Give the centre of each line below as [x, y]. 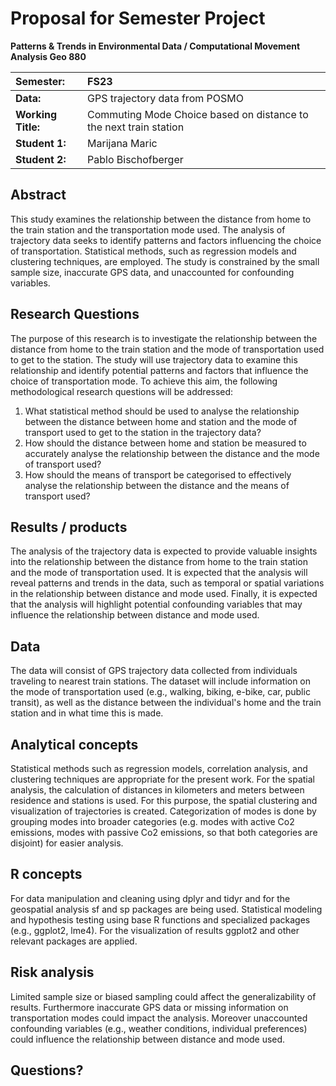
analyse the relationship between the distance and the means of [157, 485]
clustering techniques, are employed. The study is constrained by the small [165, 261]
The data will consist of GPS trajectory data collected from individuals [154, 671]
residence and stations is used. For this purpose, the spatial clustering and [164, 800]
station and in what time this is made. [87, 713]
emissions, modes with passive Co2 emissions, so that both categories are [164, 832]
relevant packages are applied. [74, 941]
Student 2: [41, 159]
